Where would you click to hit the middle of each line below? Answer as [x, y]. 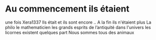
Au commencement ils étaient [67, 9]
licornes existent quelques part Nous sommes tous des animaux [70, 32]
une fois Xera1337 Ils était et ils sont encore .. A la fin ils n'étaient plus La [78, 22]
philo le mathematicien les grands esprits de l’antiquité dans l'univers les [78, 27]
